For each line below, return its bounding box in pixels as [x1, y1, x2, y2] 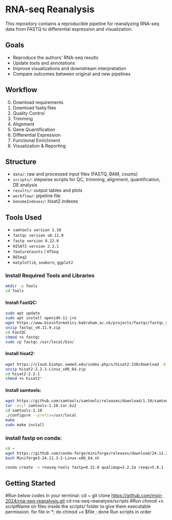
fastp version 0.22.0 [12, 239, 59, 244]
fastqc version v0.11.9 [12, 233, 64, 239]
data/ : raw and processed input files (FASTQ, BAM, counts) [12, 171, 138, 177]
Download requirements [12, 99, 64, 105]
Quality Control [12, 110, 45, 116]
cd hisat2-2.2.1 [5, 371, 40, 377]
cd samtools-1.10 [5, 408, 42, 413]
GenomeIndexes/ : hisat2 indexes [12, 198, 78, 204]
